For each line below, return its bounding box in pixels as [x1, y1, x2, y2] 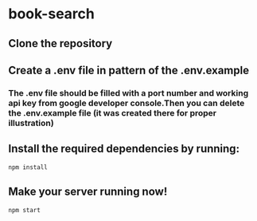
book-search [8, 5, 95, 23]
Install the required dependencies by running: [8, 142, 240, 156]
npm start [8, 206, 41, 214]
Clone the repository [8, 37, 113, 50]
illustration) [8, 117, 54, 128]
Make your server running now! [8, 185, 168, 199]
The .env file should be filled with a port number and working [8, 87, 249, 98]
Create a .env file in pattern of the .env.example [8, 63, 249, 77]
